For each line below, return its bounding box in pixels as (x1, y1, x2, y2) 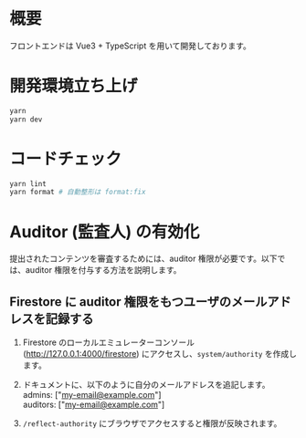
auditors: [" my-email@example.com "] (22, 399, 165, 411)
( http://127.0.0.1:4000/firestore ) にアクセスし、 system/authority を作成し (22, 349, 297, 360)
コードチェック (9, 148, 122, 169)
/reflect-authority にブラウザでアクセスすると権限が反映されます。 (22, 418, 282, 429)
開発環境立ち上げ (9, 76, 139, 97)
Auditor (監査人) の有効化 (9, 221, 200, 242)
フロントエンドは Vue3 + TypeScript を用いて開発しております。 (9, 40, 251, 51)
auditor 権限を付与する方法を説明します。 (25, 265, 182, 276)
